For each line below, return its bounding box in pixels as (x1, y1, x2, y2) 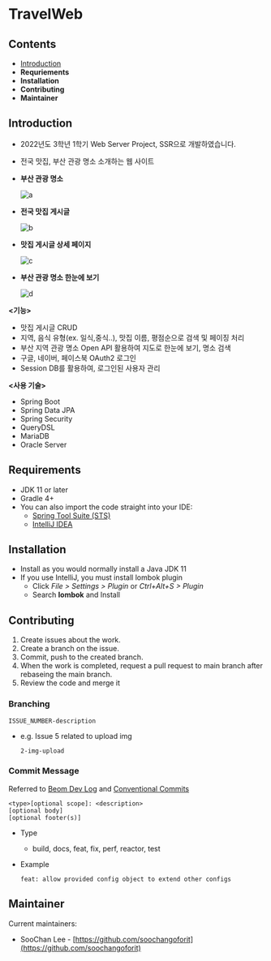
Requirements (8, 463, 81, 477)
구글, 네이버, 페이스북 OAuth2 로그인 (19, 353, 136, 363)
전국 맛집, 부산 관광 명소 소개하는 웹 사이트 (19, 156, 155, 166)
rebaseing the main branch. (19, 670, 113, 680)
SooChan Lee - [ (19, 934, 75, 944)
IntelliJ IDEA (32, 519, 73, 529)
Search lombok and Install (32, 590, 120, 600)
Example (19, 859, 50, 869)
